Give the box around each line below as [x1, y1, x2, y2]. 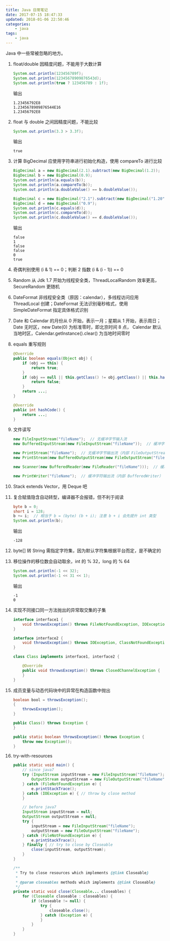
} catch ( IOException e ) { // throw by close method [22, 791, 136, 796]
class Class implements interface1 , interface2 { [13, 654, 120, 659]
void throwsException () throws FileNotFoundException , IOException [22, 622, 167, 627]
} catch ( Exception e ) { [40, 913, 93, 918]
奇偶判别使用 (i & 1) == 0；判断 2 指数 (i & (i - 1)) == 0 [13, 267, 124, 273]
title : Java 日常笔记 [6, 7, 48, 13]
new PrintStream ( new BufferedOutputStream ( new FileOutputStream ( [13, 455, 153, 460]
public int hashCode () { [13, 407, 66, 412]
